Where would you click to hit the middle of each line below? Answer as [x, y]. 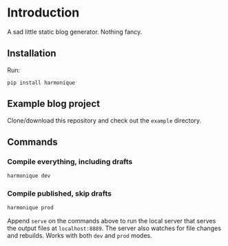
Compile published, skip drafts [60, 194]
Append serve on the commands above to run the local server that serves [112, 221]
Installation [32, 53]
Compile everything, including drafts [70, 161]
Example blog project [54, 104]
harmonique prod [30, 208]
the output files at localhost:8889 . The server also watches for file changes [114, 228]
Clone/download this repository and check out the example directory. [104, 120]
